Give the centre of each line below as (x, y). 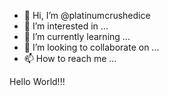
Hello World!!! (37, 81)
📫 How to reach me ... (70, 58)
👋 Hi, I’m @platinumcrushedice (87, 15)
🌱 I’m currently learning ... (77, 36)
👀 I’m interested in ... (66, 26)
